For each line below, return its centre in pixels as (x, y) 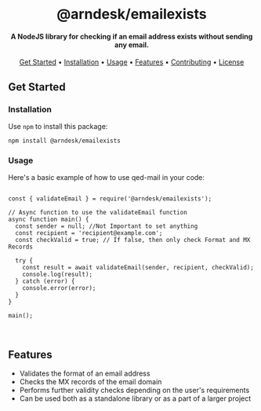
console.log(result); (57, 275)
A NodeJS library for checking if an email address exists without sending (132, 36)
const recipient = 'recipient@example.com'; (89, 233)
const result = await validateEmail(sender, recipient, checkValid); (138, 268)
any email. (132, 45)
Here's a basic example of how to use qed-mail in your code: (107, 178)
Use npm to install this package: (58, 127)
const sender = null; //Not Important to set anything (107, 226)
